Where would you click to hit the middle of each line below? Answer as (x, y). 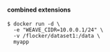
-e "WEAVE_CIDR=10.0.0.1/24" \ (58, 30)
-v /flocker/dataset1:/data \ (57, 36)
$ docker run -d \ (34, 24)
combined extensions (39, 10)
